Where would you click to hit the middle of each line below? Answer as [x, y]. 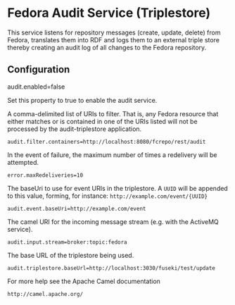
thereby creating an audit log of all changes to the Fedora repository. [107, 47]
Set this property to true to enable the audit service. [82, 100]
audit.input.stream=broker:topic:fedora [68, 242]
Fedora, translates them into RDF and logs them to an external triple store [114, 39]
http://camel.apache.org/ [45, 294]
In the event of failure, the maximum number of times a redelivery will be [112, 155]
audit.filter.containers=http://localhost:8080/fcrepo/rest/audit [107, 142]
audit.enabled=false [36, 87]
